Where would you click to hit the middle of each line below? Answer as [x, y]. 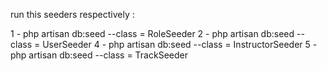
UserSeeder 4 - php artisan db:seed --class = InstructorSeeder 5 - [180, 44]
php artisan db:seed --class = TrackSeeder [99, 55]
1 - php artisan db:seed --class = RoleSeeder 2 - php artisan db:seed [152, 33]
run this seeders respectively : [72, 14]
